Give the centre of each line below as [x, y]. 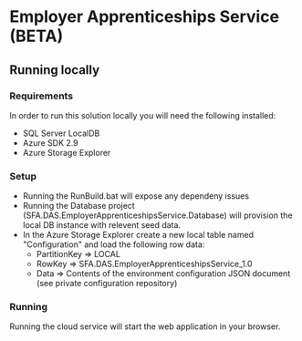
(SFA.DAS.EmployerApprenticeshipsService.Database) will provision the [158, 215]
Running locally [55, 70]
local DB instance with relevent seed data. [101, 225]
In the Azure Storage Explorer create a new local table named [138, 235]
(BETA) [36, 36]
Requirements [42, 96]
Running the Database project [78, 206]
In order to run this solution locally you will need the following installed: [143, 115]
